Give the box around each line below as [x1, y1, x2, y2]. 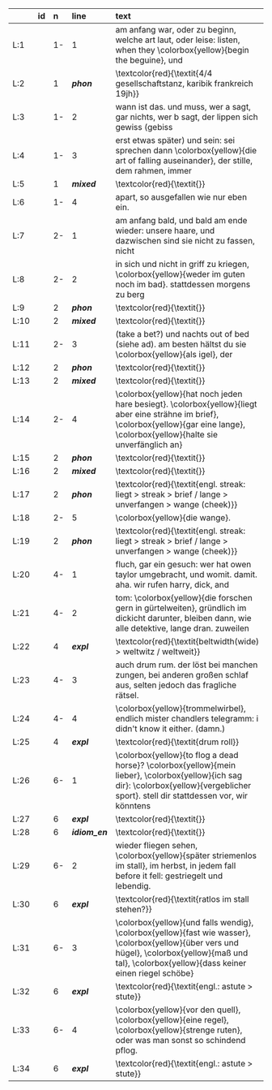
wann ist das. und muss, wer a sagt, [115, 101, 251, 112]
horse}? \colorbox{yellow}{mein [115, 760, 236, 770]
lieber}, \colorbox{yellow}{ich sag [115, 770, 243, 781]
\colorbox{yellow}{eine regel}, [115, 1015, 229, 1025]
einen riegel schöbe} [115, 967, 194, 979]
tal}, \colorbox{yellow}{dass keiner [115, 958, 247, 968]
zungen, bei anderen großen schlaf [115, 670, 249, 680]
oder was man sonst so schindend [115, 1035, 246, 1045]
